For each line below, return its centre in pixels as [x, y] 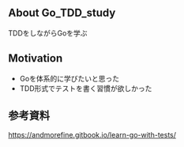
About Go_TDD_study [62, 13]
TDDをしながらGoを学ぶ [48, 33]
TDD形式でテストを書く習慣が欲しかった [86, 88]
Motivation [36, 58]
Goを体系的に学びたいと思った [69, 78]
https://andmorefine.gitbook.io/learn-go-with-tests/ [92, 135]
